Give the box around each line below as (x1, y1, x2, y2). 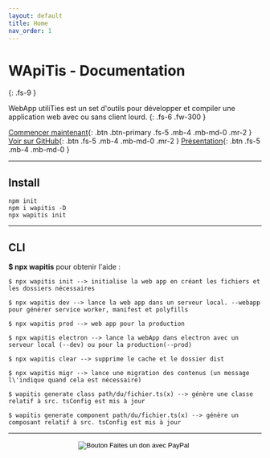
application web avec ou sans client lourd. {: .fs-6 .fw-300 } (8, 112, 207, 122)
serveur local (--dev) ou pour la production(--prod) (8, 340, 193, 349)
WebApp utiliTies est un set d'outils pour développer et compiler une (8, 104, 235, 113)
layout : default (8, 11, 63, 20)
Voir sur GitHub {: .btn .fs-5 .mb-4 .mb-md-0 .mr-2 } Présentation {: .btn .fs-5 (8, 136, 261, 146)
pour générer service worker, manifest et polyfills (8, 305, 189, 314)
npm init (8, 197, 38, 205)
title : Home (8, 19, 48, 27)
